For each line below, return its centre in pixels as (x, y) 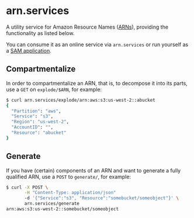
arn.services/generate (52, 204)
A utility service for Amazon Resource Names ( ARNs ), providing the (87, 27)
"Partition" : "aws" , (36, 111)
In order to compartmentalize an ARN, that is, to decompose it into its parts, (97, 83)
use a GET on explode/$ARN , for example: (54, 89)
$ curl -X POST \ (27, 187)
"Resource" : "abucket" (39, 133)
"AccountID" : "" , (32, 127)
